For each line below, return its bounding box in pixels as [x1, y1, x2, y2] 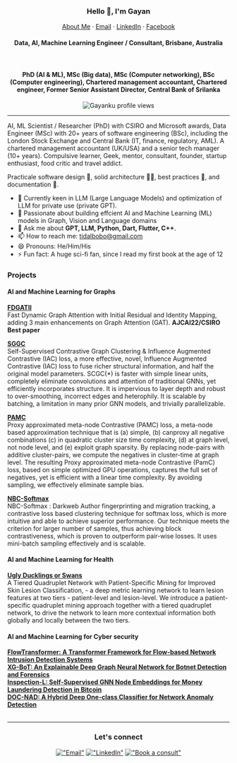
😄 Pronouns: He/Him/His [17, 241, 92, 250]
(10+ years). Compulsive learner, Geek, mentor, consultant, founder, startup [7, 151, 227, 160]
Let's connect [94, 732, 143, 742]
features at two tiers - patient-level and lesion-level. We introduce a [7, 594, 204, 602]
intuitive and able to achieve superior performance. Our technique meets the [7, 517, 230, 525]
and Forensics [7, 671, 50, 679]
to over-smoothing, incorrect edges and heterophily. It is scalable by [7, 392, 206, 400]
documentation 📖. [7, 180, 59, 188]
